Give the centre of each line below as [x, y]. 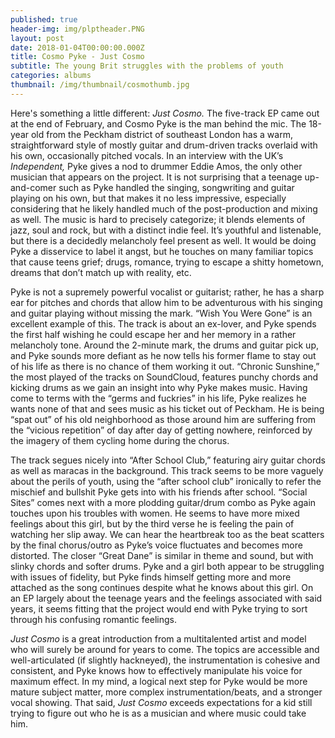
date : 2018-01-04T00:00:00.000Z [77, 47]
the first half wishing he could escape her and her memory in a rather [153, 334]
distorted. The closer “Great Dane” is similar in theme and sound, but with [162, 555]
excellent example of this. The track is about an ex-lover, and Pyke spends [163, 323]
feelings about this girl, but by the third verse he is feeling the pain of [152, 523]
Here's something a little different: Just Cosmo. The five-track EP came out [165, 113]
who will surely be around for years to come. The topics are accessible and [165, 649]
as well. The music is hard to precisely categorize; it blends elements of [158, 219]
